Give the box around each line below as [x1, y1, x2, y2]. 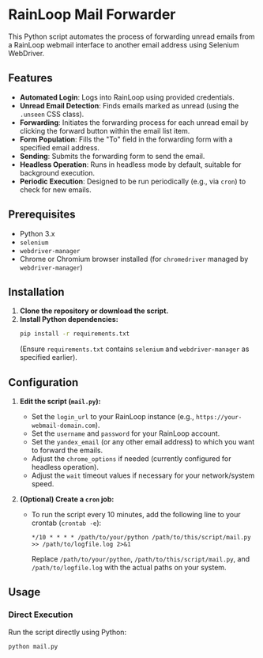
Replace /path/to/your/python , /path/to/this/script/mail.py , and [31, 554, 250, 564]
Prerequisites [8, 208, 76, 221]
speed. [31, 479, 54, 489]
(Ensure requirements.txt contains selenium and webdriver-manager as [19, 344, 250, 354]
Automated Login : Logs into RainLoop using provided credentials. [19, 93, 235, 102]
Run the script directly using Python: [8, 627, 127, 637]
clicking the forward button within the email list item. [19, 126, 190, 135]
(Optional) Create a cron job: [19, 494, 115, 504]
